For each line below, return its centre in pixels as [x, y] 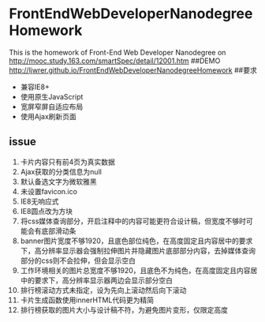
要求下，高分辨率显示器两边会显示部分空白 [103, 280]
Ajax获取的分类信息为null [61, 171]
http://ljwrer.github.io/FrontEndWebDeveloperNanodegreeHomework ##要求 [133, 70]
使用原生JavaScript [52, 96]
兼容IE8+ [35, 87]
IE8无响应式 [39, 201]
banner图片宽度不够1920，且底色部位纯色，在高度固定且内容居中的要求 [136, 241]
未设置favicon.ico [49, 191]
